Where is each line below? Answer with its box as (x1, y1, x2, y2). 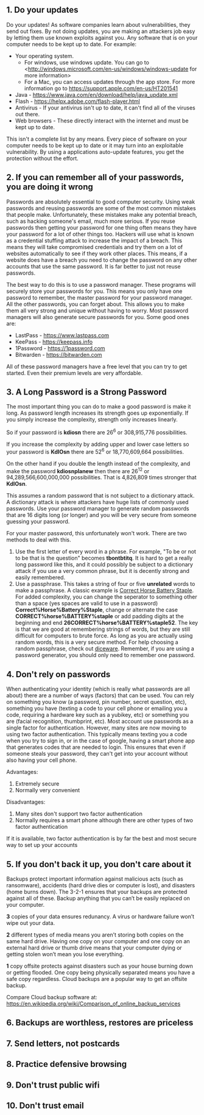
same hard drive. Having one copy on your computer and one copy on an (6, 938, 190, 945)
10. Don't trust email (6, 1100, 84, 1111)
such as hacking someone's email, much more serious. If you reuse (6, 217, 175, 225)
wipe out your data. (6, 920, 55, 927)
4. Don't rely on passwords (6, 669, 111, 680)
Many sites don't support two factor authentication (15, 810, 143, 818)
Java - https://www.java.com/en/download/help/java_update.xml (15, 91, 178, 98)
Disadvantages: (6, 798, 46, 806)
